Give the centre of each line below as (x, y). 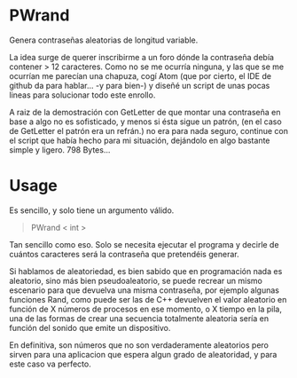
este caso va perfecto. (50, 364)
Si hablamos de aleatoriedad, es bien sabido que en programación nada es (146, 271)
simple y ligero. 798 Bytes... (60, 150)
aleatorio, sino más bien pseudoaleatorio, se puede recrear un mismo (136, 280)
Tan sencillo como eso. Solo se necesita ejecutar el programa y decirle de (144, 244)
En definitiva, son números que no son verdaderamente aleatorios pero (139, 345)
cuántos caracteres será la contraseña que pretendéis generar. (124, 254)
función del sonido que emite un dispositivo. (90, 327)
